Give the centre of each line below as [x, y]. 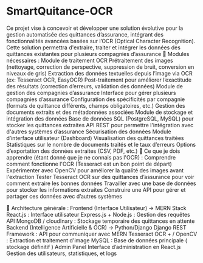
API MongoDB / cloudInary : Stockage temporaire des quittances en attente [101, 221]
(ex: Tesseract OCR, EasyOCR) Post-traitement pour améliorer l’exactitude [99, 80]
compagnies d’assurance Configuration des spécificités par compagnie [96, 99]
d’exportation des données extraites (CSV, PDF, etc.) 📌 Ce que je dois [93, 151]
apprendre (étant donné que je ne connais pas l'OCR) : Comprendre [91, 157]
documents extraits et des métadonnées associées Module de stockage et [100, 112]
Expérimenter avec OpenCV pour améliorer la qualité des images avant [95, 170]
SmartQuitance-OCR [60, 11]
